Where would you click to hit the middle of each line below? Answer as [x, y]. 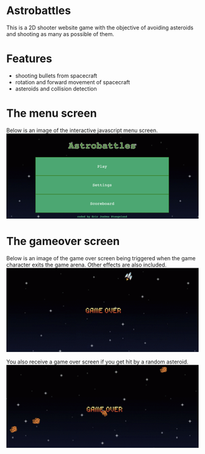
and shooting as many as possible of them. [60, 34]
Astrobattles [39, 11]
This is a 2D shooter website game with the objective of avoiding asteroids [100, 27]
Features [29, 59]
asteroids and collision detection [56, 89]
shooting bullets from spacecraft [56, 75]
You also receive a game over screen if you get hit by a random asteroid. [98, 362]
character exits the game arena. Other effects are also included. [86, 265]
